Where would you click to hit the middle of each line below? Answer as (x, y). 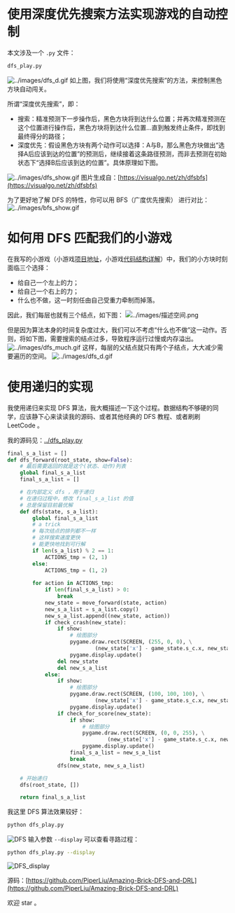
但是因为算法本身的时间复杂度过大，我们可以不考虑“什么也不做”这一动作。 (114, 329)
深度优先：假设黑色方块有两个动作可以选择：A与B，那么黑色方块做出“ (118, 145)
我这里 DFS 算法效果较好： (46, 812)
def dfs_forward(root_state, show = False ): (70, 460)
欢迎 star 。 (24, 903)
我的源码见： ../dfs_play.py (45, 440)
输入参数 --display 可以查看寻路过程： (84, 839)
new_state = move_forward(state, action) (106, 603)
